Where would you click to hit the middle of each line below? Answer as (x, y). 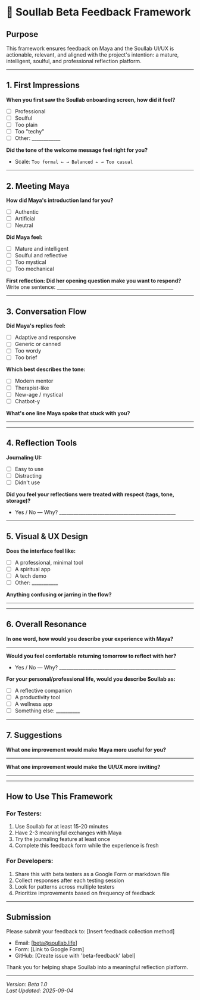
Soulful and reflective (41, 256)
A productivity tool (37, 697)
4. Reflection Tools (42, 443)
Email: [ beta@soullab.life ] (46, 943)
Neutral (24, 225)
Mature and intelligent (41, 249)
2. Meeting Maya (38, 186)
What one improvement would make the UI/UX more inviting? (83, 767)
